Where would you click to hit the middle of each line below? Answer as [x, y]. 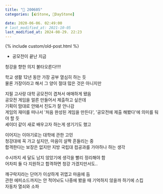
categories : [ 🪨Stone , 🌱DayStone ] [40, 14]
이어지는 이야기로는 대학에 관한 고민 [39, 135]
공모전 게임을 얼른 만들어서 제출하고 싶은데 [46, 100]
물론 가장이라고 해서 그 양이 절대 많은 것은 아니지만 [53, 83]
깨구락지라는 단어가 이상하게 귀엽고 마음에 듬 [48, 174]
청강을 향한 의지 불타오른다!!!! [33, 67]
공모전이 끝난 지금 [29, 56]
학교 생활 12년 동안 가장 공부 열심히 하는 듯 [46, 77]
